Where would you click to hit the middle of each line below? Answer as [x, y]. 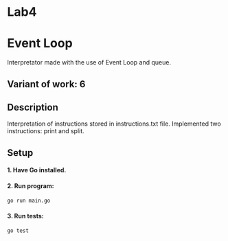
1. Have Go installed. [37, 170]
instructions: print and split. [46, 131]
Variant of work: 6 [46, 84]
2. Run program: [31, 185]
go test [18, 231]
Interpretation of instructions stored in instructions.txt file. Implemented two [114, 124]
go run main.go [29, 200]
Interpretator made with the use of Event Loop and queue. [89, 62]
